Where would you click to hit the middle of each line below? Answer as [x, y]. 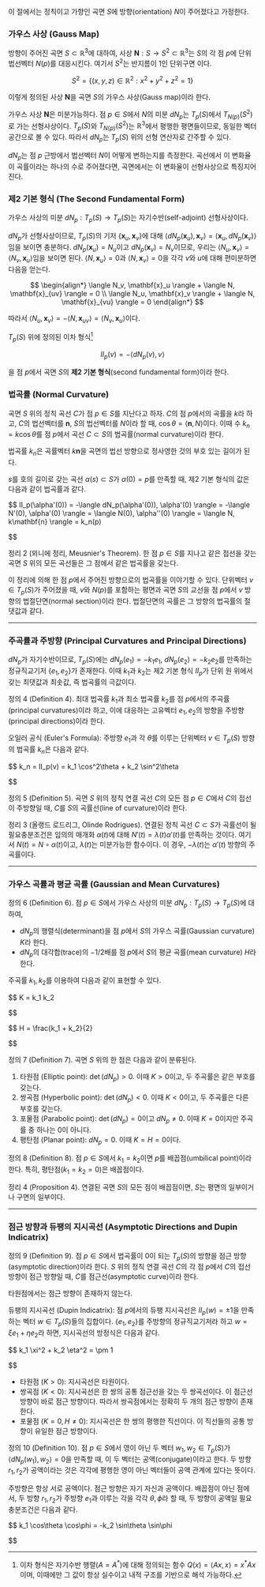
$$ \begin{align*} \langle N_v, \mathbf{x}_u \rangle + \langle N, [132, 285]
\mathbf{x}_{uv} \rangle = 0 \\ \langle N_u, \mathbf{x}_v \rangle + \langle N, [132, 294]
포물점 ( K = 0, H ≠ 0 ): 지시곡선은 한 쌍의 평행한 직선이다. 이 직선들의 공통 [132, 1421]
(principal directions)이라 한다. [56, 721]
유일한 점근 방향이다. [66, 1431]
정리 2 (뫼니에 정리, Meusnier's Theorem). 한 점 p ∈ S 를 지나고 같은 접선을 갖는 [132, 553]
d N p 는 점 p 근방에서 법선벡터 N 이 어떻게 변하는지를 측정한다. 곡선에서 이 [119, 156]
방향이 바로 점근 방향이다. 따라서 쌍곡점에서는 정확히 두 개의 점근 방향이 [129, 1401]
